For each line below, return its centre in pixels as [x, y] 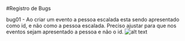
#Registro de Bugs [29, 8]
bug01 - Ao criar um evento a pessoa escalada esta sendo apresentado [93, 19]
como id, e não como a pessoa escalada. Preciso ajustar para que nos [91, 26]
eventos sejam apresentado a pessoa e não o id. [65, 32]
